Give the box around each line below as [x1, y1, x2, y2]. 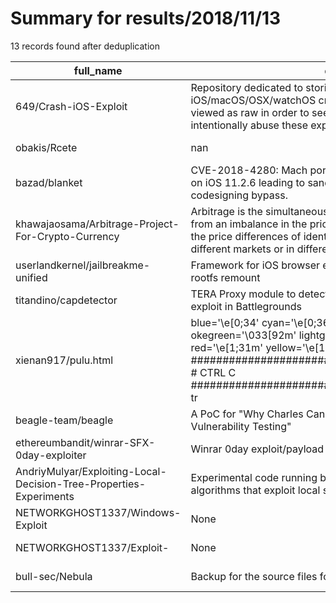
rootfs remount [190, 270, 261, 284]
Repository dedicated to [190, 80, 304, 94]
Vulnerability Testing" [190, 419, 292, 433]
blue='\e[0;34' [190, 315, 260, 329]
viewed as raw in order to [190, 105, 310, 119]
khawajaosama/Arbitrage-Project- [15, 217, 180, 231]
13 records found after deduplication [10, 40, 160, 52]
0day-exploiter [15, 448, 87, 462]
